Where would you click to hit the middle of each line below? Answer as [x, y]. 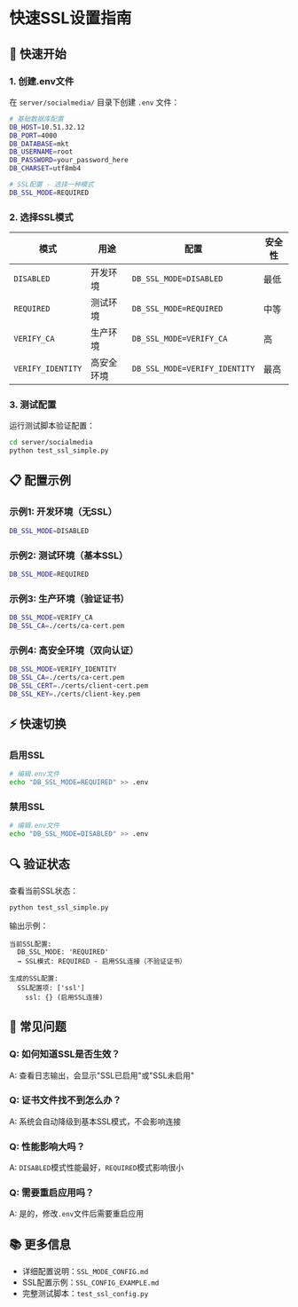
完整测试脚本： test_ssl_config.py [85, 1294]
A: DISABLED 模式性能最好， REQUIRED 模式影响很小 [97, 1168]
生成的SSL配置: [34, 978]
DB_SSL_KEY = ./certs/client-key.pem [75, 694]
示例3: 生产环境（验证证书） [70, 598]
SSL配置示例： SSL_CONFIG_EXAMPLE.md [90, 1282]
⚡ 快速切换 [38, 724]
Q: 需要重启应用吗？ [52, 1193]
